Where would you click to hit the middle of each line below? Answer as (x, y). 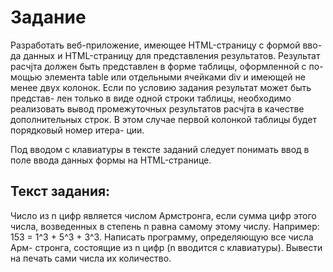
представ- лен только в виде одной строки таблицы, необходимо (151, 98)
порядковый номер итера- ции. (77, 130)
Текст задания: (60, 191)
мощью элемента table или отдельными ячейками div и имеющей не (158, 77)
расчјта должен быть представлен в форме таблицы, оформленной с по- (167, 66)
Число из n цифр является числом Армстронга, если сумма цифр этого (163, 215)
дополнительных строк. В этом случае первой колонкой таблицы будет (163, 119)
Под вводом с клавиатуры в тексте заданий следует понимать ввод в (160, 149)
